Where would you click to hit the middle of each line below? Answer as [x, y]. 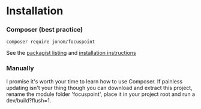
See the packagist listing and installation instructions [71, 53]
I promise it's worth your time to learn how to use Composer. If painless [94, 81]
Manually [20, 68]
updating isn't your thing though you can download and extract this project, [100, 88]
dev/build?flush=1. [29, 100]
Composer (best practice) [45, 30]
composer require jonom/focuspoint [51, 42]
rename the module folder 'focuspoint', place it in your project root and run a [100, 94]
